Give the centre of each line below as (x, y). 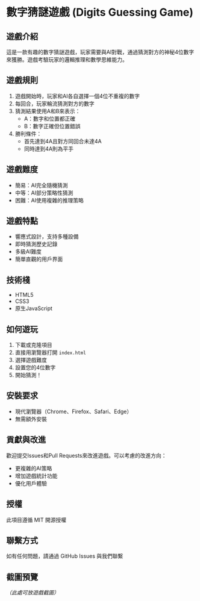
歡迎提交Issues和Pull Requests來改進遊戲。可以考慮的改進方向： (86, 455)
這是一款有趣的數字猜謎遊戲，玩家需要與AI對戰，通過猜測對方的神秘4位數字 (100, 52)
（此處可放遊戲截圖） (33, 593)
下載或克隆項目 (33, 345)
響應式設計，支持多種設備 (47, 237)
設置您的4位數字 (35, 367)
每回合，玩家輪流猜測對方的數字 (55, 104)
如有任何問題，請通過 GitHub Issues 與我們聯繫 (65, 556)
